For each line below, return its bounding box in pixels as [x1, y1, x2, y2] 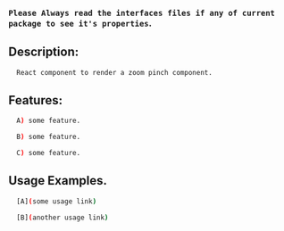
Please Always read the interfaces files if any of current [8, 8, 276, 18]
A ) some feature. [16, 116, 81, 126]
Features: [8, 93, 63, 108]
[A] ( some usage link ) [16, 196, 97, 206]
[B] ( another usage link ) [16, 213, 109, 222]
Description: [8, 45, 79, 60]
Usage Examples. [8, 173, 108, 188]
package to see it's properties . [8, 17, 153, 29]
